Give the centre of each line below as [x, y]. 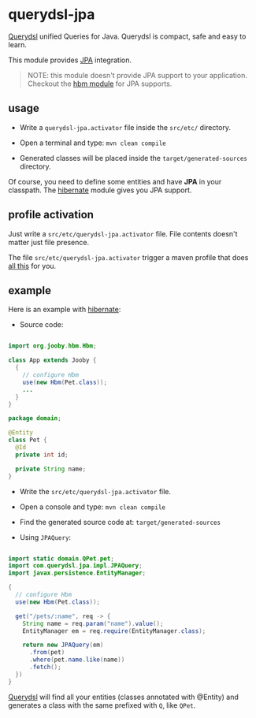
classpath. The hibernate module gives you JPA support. [100, 190]
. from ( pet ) [47, 653]
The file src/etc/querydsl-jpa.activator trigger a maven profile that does [128, 257]
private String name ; [51, 469]
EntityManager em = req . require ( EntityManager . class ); [114, 631]
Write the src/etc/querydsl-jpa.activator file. [95, 491]
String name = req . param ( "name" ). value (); [93, 623]
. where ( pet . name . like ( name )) [77, 660]
